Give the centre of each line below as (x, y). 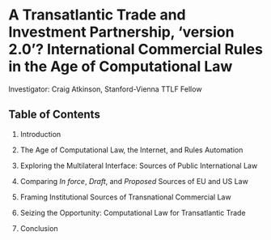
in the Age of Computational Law (121, 67)
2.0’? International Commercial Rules (135, 49)
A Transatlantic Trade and (97, 15)
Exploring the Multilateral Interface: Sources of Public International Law (139, 165)
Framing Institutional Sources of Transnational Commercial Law (126, 197)
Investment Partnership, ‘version (121, 32)
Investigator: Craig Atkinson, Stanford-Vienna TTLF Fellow (105, 89)
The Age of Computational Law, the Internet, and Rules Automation (131, 150)
